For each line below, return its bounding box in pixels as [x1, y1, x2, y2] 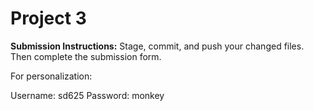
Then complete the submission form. [10, 50, 162, 62]
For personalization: [10, 70, 93, 82]
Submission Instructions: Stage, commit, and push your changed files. [10, 40, 305, 52]
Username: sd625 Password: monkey [10, 89, 165, 101]
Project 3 [10, 7, 87, 30]
